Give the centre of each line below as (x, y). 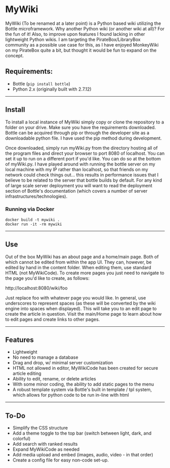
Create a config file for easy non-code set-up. (60, 460)
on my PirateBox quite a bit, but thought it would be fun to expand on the (81, 50)
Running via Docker (30, 209)
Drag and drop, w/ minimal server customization (63, 363)
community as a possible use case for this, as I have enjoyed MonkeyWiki (82, 45)
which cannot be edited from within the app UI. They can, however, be (78, 262)
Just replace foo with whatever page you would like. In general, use (76, 297)
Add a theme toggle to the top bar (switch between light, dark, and (82, 433)
